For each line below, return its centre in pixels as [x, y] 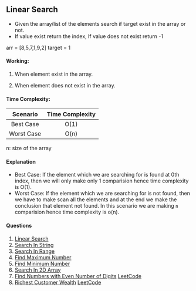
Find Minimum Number [42, 263]
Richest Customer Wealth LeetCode [58, 282]
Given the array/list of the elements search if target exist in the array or [100, 23]
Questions [19, 226]
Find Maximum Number [43, 257]
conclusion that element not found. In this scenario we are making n [96, 206]
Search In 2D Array [38, 270]
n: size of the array [29, 148]
